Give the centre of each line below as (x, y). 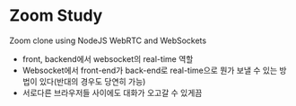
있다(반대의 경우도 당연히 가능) (92, 81)
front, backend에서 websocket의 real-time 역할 (108, 58)
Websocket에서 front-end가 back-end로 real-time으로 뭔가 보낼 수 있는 (150, 70)
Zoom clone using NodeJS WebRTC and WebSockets (108, 40)
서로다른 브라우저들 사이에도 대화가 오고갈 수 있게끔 (112, 93)
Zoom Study (56, 16)
